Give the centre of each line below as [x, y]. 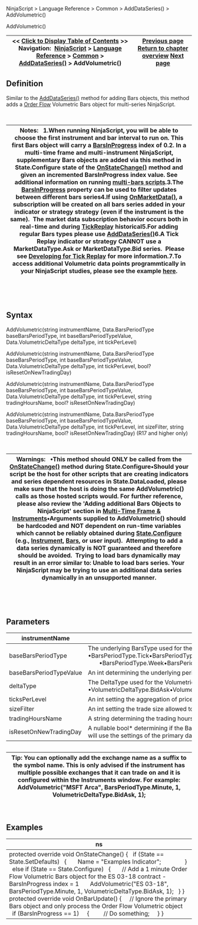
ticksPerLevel [28, 700]
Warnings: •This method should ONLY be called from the [99, 459]
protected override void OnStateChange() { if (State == [87, 854]
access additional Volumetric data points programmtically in [99, 263]
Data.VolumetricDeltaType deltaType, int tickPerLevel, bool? [79, 366]
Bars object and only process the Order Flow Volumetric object [96, 906]
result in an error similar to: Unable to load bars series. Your [99, 563]
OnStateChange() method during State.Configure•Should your [99, 466]
